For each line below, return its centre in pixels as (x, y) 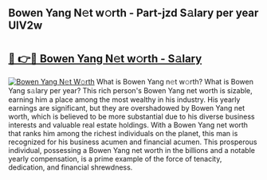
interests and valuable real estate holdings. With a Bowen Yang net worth (128, 125)
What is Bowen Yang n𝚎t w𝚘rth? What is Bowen (175, 82)
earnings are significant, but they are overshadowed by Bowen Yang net (127, 108)
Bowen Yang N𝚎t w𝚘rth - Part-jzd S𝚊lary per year (133, 13)
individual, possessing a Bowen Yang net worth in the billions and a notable (132, 150)
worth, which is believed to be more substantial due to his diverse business (132, 116)
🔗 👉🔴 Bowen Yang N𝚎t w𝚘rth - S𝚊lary (105, 59)
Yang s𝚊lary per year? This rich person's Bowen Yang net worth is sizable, (130, 90)
